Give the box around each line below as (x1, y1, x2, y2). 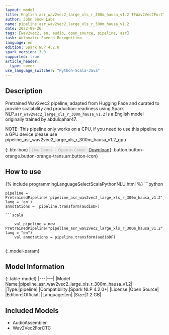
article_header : (5, 59, 39, 64)
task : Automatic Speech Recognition (5, 36, 82, 41)
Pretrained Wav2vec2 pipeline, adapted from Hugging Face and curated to (5, 100, 160, 106)
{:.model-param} (5, 247, 40, 254)
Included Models (5, 306, 59, 315)
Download (88, 146, 110, 152)
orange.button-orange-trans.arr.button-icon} (5, 153, 98, 159)
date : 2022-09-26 (5, 26, 42, 31)
